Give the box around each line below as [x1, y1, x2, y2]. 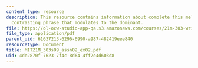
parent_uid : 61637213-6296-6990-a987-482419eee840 [6, 36, 133, 42]
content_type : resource [6, 8, 65, 15]
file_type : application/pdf [6, 31, 75, 37]
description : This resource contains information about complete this [6, 14, 183, 20]
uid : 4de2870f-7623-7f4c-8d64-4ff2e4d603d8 [6, 53, 115, 59]
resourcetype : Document [6, 42, 65, 48]
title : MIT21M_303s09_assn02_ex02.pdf [6, 47, 101, 53]
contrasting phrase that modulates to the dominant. [11, 20, 144, 25]
